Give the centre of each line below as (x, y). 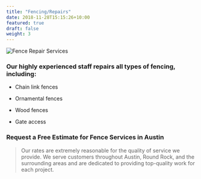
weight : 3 (19, 34)
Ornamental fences (39, 99)
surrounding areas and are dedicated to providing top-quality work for (108, 163)
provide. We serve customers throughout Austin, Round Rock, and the (107, 157)
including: (21, 74)
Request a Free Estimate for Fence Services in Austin (85, 137)
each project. (37, 169)
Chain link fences (36, 87)
